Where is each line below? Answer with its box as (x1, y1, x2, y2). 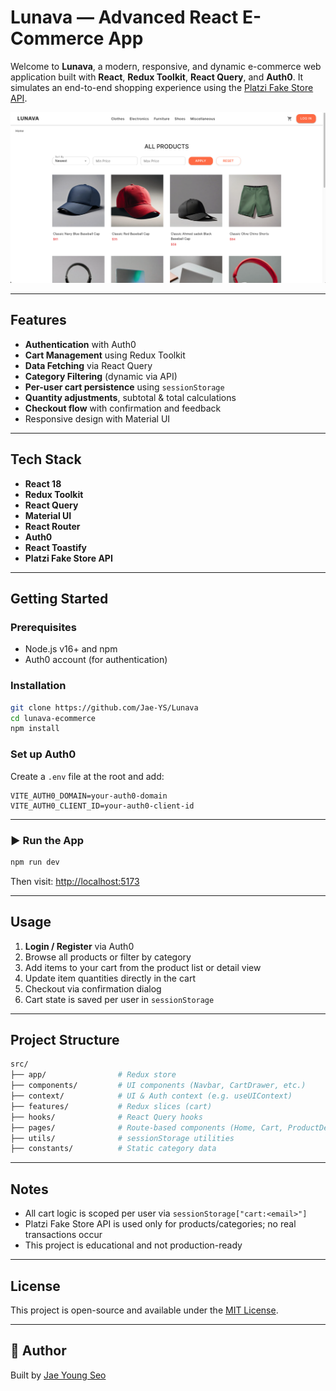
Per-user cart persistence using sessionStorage (24, 381, 225, 393)
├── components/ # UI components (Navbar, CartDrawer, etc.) (10, 1081, 307, 1091)
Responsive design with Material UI (24, 412, 171, 425)
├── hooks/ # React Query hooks (10, 1112, 203, 1122)
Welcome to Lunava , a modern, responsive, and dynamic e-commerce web (10, 60, 322, 72)
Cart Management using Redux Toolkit (24, 349, 186, 361)
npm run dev (10, 857, 60, 867)
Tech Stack (10, 451, 82, 468)
